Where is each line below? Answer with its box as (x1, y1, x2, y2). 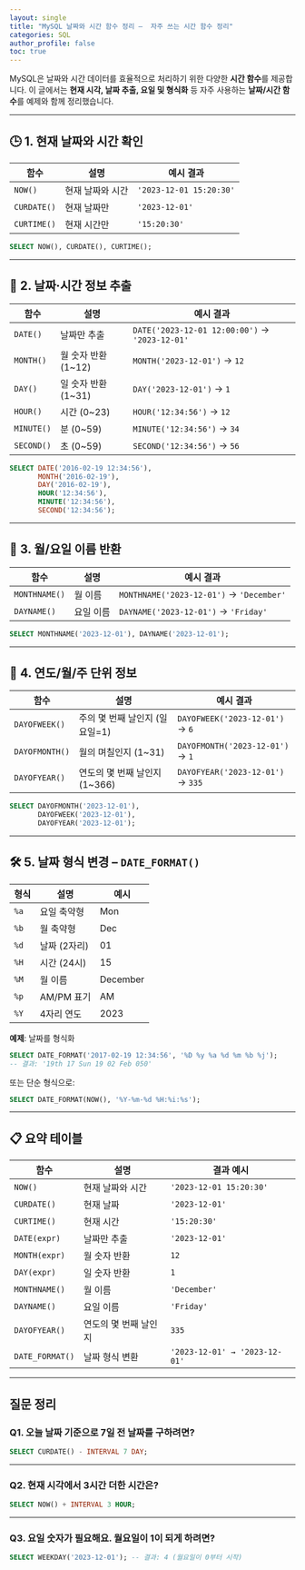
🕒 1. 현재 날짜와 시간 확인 (9, 134, 143, 149)
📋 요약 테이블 (9, 1130, 84, 1146)
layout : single (9, 13, 67, 23)
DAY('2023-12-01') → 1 (133, 383, 231, 395)
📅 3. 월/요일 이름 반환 (9, 542, 122, 557)
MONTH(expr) (14, 1250, 66, 1261)
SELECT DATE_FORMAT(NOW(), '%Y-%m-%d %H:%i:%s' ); (9, 1095, 202, 1104)
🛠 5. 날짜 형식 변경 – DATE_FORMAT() (9, 855, 201, 870)
